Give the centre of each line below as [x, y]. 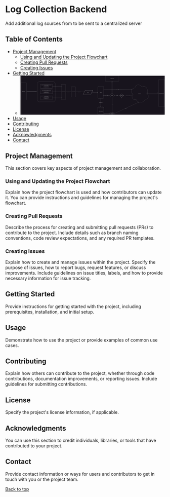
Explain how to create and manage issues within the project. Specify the [80, 262]
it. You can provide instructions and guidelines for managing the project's [82, 198]
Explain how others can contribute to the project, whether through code [80, 373]
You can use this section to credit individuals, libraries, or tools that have [81, 440]
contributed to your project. [34, 446]
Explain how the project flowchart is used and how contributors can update [83, 192]
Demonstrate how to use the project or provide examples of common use [81, 340]
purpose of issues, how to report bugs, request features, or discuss [76, 267]
